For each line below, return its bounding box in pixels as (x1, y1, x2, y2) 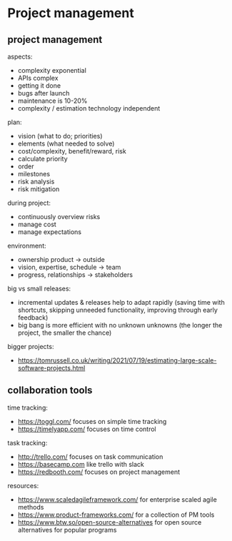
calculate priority (17, 155, 68, 163)
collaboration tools (7, 384, 93, 397)
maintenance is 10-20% (17, 96, 88, 105)
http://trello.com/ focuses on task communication (17, 452, 163, 461)
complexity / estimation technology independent (17, 104, 161, 112)
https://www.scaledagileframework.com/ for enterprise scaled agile (17, 495, 218, 504)
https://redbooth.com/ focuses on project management (17, 467, 181, 476)
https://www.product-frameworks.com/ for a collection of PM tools (17, 510, 215, 519)
